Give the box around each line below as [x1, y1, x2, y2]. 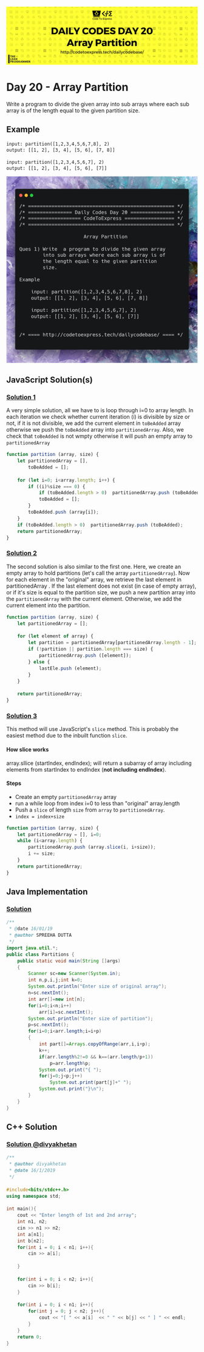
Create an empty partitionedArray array [15, 793, 117, 800]
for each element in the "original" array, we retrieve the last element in [6, 576, 182, 583]
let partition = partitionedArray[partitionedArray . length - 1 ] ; [28, 640, 197, 646]
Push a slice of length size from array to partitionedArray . [15, 806, 165, 814]
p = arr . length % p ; [49, 1060, 91, 1066]
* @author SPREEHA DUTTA [8, 932, 72, 939]
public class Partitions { [6, 951, 75, 957]
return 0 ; [17, 1334, 42, 1340]
